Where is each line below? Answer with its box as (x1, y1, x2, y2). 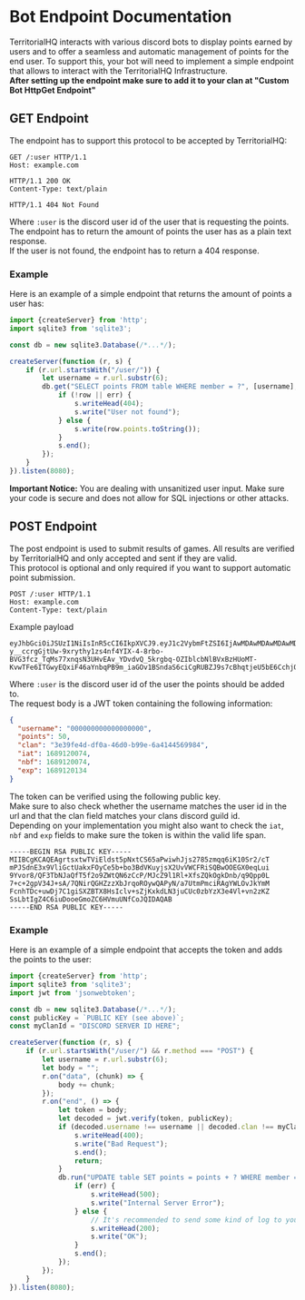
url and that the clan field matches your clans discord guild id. (9, 810, 241, 821)
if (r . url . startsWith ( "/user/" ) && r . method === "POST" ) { (25, 1047, 254, 1056)
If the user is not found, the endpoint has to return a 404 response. (9, 245, 261, 256)
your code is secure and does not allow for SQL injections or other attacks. (9, 492, 290, 503)
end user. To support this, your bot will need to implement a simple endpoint (9, 55, 294, 66)
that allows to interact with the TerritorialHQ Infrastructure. (9, 65, 229, 76)
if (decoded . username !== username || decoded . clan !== (57, 1123, 274, 1132)
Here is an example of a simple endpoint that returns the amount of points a (9, 289, 292, 300)
